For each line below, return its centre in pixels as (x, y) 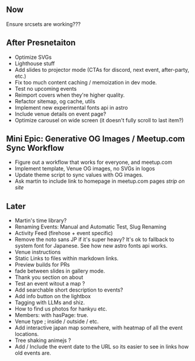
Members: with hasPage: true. (52, 315)
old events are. (33, 353)
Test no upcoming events (46, 88)
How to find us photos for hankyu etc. (61, 309)
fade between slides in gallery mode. (60, 271)
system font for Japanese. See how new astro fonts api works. (91, 246)
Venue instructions (38, 252)
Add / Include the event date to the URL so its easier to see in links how (102, 347)
